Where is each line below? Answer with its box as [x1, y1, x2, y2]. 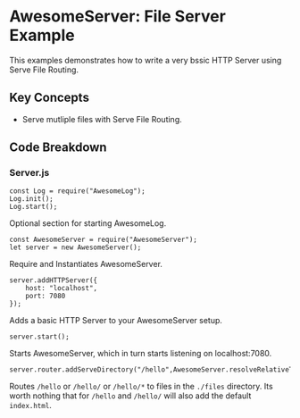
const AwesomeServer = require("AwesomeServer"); [9, 235, 198, 245]
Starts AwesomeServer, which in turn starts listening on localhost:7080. [9, 348, 272, 359]
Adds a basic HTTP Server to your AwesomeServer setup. [9, 315, 223, 326]
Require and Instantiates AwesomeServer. [9, 259, 163, 270]
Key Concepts [9, 90, 89, 105]
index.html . [9, 400, 52, 411]
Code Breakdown [9, 140, 107, 155]
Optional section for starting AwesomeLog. [9, 218, 167, 229]
